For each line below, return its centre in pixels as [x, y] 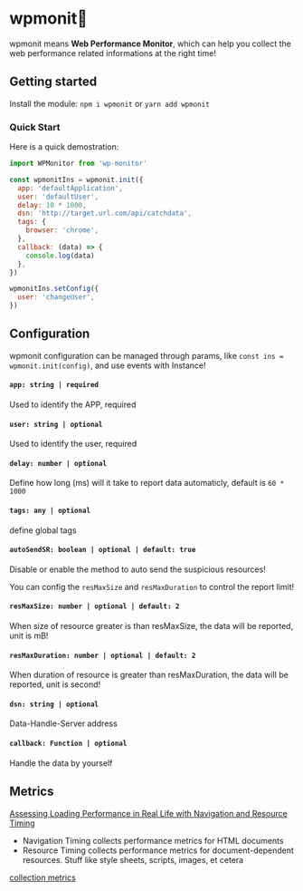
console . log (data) [60, 256]
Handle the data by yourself [61, 763]
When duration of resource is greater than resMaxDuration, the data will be [149, 675]
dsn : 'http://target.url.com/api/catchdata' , [105, 213]
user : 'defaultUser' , [58, 197]
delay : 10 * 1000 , [52, 205]
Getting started [53, 82]
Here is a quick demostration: [64, 147]
